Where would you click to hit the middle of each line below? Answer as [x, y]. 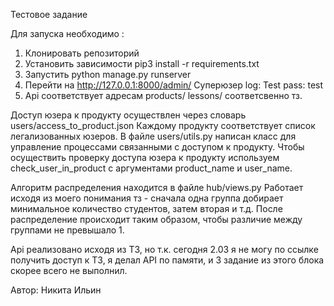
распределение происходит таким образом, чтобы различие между [156, 219]
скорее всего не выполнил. [69, 270]
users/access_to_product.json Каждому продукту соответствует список [163, 125]
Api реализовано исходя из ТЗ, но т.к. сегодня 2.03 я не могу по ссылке [164, 249]
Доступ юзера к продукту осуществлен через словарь [128, 115]
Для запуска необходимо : [67, 33]
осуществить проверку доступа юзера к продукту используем [145, 157]
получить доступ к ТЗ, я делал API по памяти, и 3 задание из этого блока [167, 260]
